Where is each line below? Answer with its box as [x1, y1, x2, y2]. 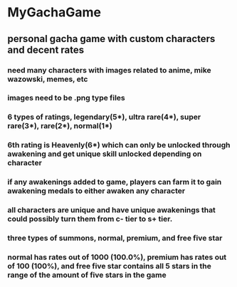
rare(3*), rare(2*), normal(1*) [7, 121, 112, 131]
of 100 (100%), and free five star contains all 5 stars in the [7, 261, 212, 271]
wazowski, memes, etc [7, 74, 88, 84]
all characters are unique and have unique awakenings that [7, 205, 216, 215]
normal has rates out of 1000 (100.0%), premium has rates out [7, 252, 227, 262]
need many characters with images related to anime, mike [7, 65, 211, 75]
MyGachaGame [7, 4, 102, 21]
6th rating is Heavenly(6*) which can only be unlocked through [7, 140, 231, 150]
